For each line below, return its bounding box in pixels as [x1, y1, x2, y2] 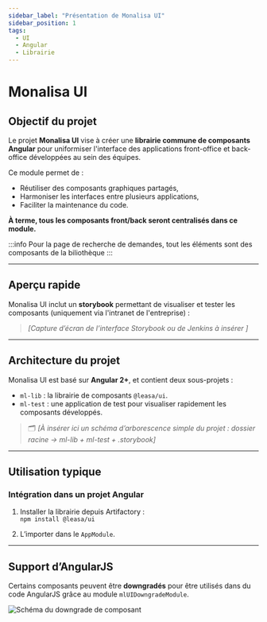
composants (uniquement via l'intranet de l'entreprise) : [8, 308, 191, 317]
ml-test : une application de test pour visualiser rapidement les [19, 398, 226, 408]
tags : [8, 26, 26, 34]
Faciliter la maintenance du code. [19, 200, 129, 209]
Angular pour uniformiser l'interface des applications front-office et [8, 144, 230, 154]
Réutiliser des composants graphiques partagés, [19, 184, 179, 192]
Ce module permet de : [8, 168, 84, 177]
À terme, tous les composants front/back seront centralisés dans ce [8, 216, 238, 225]
